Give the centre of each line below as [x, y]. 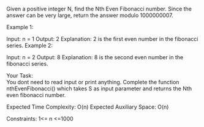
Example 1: [20, 27]
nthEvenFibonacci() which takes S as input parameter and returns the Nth [99, 89]
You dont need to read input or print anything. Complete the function [93, 82]
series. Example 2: [30, 45]
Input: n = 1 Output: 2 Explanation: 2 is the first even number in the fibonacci [102, 39]
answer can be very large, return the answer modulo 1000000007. [90, 15]
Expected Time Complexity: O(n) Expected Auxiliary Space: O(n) [88, 107]
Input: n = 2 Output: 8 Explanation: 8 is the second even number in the [95, 57]
